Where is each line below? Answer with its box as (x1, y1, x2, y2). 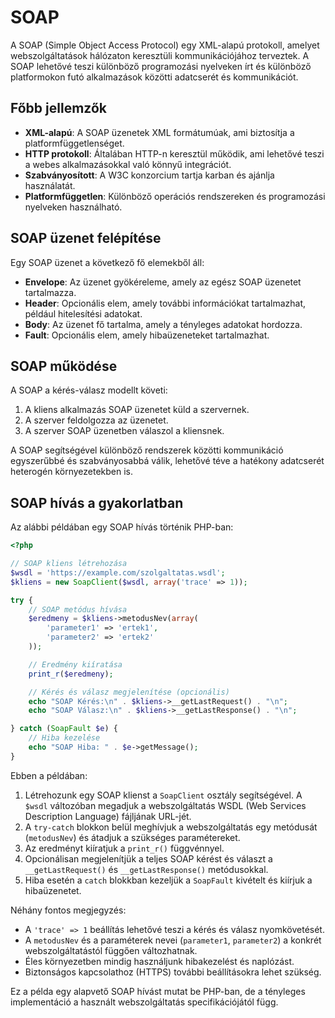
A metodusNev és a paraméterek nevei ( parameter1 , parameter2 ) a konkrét (24, 934, 322, 946)
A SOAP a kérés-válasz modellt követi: (10, 384, 168, 396)
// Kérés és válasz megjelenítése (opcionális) (28, 687, 230, 697)
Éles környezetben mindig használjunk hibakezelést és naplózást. (24, 955, 295, 967)
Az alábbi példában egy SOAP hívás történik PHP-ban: (10, 521, 234, 533)
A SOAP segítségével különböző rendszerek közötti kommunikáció (10, 444, 284, 456)
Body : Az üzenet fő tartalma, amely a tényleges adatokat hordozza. (24, 318, 303, 330)
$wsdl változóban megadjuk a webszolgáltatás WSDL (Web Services (24, 799, 307, 811)
